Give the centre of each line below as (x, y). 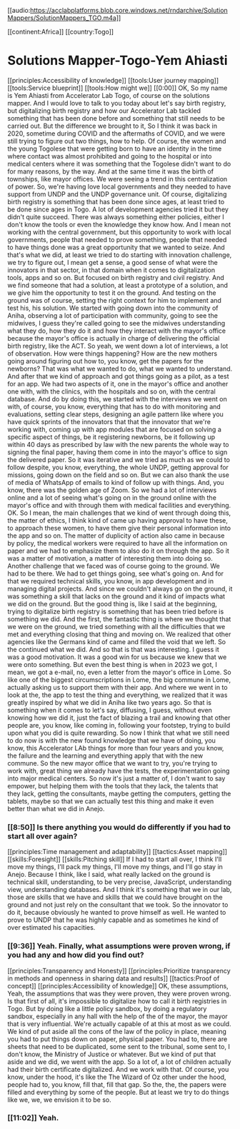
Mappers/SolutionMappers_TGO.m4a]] (64, 18)
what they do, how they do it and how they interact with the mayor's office (117, 331)
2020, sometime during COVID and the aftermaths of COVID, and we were (116, 133)
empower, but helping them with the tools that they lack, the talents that (113, 786)
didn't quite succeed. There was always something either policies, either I (116, 216)
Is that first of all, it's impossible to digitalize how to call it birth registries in (117, 1001)
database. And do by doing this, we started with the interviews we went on (117, 398)
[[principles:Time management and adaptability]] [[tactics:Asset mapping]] (117, 852)
